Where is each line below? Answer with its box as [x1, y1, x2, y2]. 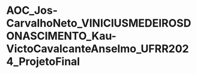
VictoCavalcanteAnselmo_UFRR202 [6, 42, 189, 56]
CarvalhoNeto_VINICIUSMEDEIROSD [6, 16, 192, 30]
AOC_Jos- [6, 4, 58, 17]
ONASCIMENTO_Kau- [6, 29, 117, 43]
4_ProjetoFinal [6, 55, 80, 69]
